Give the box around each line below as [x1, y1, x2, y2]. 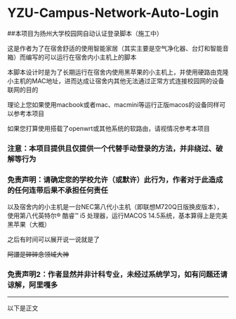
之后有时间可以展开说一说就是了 [7, 235, 100, 244]
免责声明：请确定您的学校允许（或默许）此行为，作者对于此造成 [7, 175, 223, 184]
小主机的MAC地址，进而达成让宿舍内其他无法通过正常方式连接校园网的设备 [7, 76, 225, 85]
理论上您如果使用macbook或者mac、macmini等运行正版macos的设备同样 [7, 100, 220, 108]
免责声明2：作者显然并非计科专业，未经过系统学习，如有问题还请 [7, 270, 228, 280]
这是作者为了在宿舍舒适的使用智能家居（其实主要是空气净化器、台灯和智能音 [7, 44, 229, 52]
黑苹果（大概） [7, 220, 51, 229]
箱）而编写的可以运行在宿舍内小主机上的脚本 [7, 53, 137, 61]
